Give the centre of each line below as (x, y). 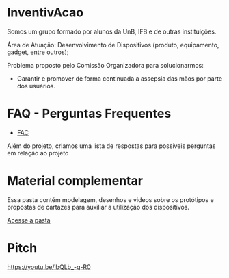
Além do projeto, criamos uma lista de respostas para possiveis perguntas (111, 146)
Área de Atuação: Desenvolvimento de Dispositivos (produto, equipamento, (113, 45)
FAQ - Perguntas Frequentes (89, 114)
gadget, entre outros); (38, 52)
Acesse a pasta (29, 220)
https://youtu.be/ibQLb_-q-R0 (49, 267)
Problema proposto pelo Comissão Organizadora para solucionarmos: (105, 65)
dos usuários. (36, 86)
